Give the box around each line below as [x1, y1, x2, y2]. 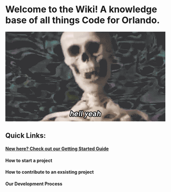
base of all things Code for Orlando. [5, 14, 160, 26]
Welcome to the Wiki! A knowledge [5, 4, 157, 15]
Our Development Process [5, 180, 62, 187]
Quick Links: [5, 131, 46, 140]
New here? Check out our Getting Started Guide [5, 146, 109, 152]
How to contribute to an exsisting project [5, 169, 94, 175]
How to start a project [5, 157, 53, 163]
